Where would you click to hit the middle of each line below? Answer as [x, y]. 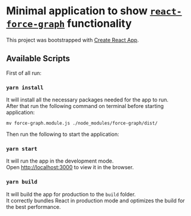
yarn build [22, 182]
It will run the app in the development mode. [60, 161]
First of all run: [24, 73]
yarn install [25, 88]
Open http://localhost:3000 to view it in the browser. [70, 167]
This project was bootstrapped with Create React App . [73, 40]
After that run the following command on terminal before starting [85, 106]
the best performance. [34, 207]
